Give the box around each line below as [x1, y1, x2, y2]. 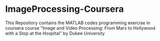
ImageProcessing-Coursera [5, 3, 124, 15]
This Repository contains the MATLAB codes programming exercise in [5, 20, 150, 26]
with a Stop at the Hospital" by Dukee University [5, 30, 105, 36]
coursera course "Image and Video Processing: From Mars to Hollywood [5, 25, 155, 31]
